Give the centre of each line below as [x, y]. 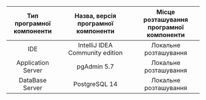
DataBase [33, 80]
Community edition [96, 53]
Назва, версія [95, 16]
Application [32, 62]
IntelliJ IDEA [96, 45]
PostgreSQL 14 [95, 84]
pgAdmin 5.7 [95, 66]
